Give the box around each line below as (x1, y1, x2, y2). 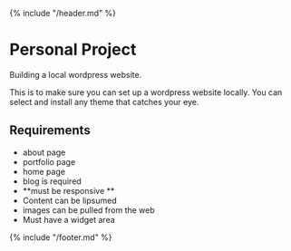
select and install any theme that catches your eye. (9, 96, 199, 107)
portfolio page (22, 156, 76, 167)
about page (22, 147, 66, 158)
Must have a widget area (22, 214, 115, 225)
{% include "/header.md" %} (9, 8, 116, 18)
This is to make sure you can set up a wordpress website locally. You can (9, 86, 283, 98)
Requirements (9, 122, 91, 139)
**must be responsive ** (22, 185, 115, 196)
